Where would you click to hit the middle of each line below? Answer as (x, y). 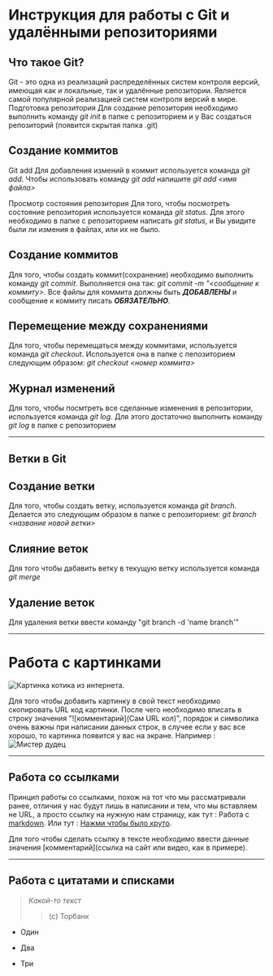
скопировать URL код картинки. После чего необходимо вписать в (125, 710)
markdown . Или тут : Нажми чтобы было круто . (90, 823)
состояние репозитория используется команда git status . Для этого (127, 212)
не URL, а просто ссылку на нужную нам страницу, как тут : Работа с (129, 814)
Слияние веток (48, 548)
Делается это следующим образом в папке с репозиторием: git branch (133, 514)
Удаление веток (52, 603)
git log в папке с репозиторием (62, 426)
